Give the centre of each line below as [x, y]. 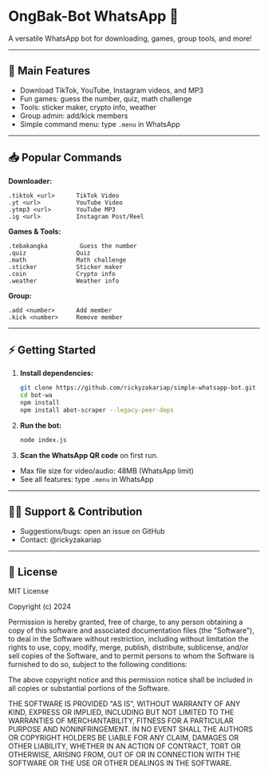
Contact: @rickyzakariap [60, 539]
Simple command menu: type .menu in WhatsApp [100, 124]
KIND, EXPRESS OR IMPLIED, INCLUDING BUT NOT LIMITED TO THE [121, 713]
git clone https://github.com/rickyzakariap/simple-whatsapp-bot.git [138, 388]
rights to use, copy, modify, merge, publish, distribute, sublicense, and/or [128, 648]
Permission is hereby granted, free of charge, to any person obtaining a [126, 622]
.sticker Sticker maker [66, 267]
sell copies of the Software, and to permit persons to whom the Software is [132, 656]
